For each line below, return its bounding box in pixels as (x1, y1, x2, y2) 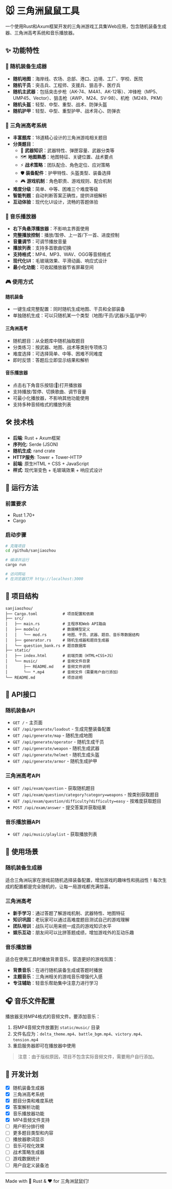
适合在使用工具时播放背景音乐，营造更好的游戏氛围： (5, 956, 118, 963)
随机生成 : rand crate (12, 448, 55, 454)
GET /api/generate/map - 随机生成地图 (12, 732, 93, 739)
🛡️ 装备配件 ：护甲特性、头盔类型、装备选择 (20, 170, 111, 176)
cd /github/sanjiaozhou (5, 548, 56, 554)
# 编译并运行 (5, 557, 29, 563)
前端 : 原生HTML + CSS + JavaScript (12, 460, 89, 467)
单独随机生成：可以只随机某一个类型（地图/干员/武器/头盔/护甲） (12, 312, 149, 318)
